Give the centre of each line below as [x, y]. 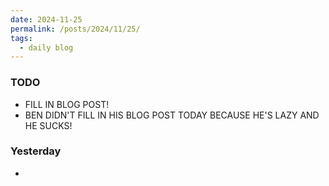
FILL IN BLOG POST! [67, 104]
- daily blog [46, 47]
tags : [21, 38]
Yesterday [36, 151]
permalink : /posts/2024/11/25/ [75, 29]
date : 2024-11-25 [46, 19]
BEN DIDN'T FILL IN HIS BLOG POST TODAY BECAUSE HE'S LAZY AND [172, 115]
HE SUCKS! [48, 125]
